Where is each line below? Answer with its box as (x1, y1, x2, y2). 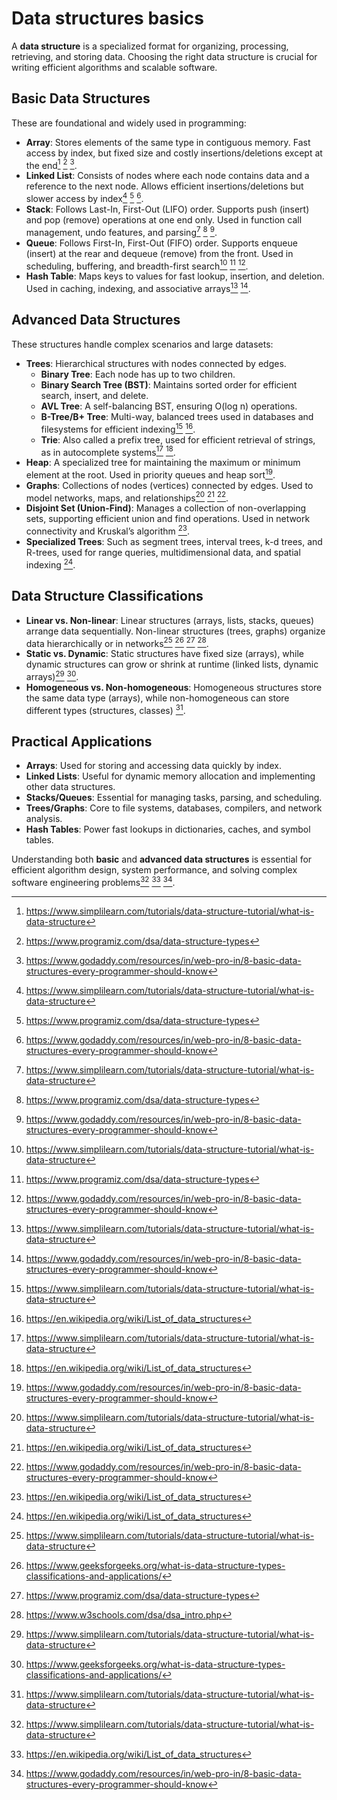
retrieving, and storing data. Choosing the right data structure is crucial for (11, 50, 318, 62)
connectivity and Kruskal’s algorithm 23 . (25, 523, 191, 537)
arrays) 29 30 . (25, 669, 79, 682)
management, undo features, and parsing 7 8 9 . (25, 225, 218, 238)
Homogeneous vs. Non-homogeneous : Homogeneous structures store (25, 681, 323, 693)
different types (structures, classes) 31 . (25, 702, 186, 716)
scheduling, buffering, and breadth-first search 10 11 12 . (25, 258, 249, 272)
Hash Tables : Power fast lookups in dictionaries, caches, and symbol (25, 823, 311, 836)
